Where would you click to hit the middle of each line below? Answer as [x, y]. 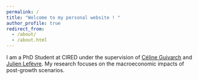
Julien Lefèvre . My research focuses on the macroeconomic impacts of [95, 64]
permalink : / [23, 12]
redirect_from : [25, 29]
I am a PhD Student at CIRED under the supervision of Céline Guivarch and [99, 57]
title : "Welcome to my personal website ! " [63, 18]
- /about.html [29, 40]
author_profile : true [34, 23]
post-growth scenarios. [35, 70]
